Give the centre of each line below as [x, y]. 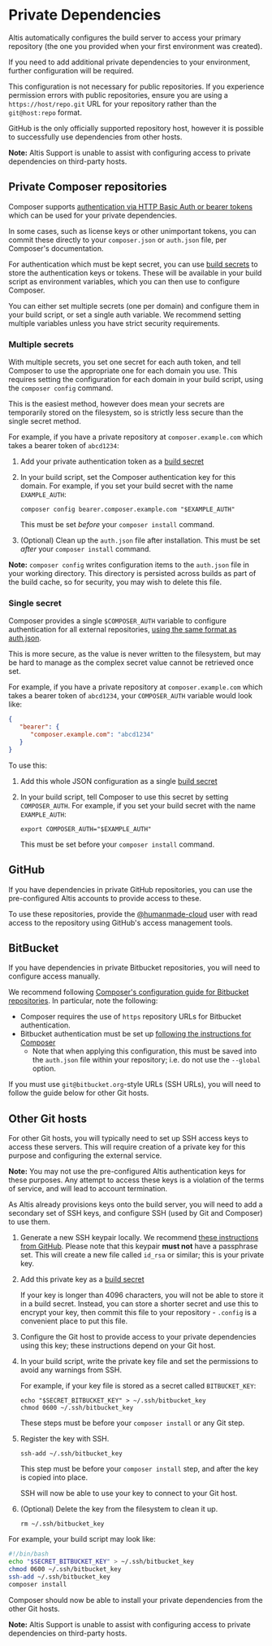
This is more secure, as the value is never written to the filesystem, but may [135, 654]
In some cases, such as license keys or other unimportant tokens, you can [132, 231]
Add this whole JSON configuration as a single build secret [119, 781]
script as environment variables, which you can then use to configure [124, 281]
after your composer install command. [86, 549]
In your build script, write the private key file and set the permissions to [139, 1362]
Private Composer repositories [88, 187]
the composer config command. [61, 388]
